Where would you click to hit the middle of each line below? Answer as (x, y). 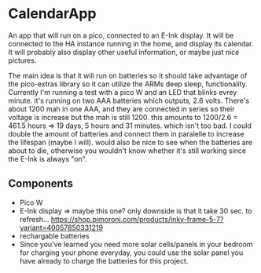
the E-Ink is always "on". (48, 158)
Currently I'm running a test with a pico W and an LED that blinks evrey (123, 92)
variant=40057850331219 (61, 227)
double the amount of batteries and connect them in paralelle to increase (126, 133)
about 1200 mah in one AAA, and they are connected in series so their (121, 109)
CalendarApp (52, 14)
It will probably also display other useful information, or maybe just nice (124, 52)
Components (40, 184)
